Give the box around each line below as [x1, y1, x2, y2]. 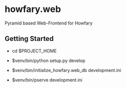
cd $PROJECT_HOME [11, 47, 57, 53]
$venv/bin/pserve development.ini [11, 76, 83, 83]
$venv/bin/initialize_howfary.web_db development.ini [11, 67, 121, 73]
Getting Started [4, 34, 54, 43]
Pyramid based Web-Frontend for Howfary [4, 20, 93, 26]
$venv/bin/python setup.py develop [11, 57, 85, 63]
